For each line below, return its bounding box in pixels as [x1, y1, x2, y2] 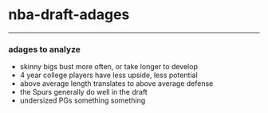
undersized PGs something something [19, 95, 146, 105]
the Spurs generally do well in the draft [19, 88, 148, 97]
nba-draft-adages [8, 6, 130, 24]
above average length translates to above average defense [19, 79, 214, 88]
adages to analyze [8, 44, 81, 55]
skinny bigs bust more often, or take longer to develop [19, 62, 198, 72]
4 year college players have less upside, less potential [19, 70, 198, 80]
